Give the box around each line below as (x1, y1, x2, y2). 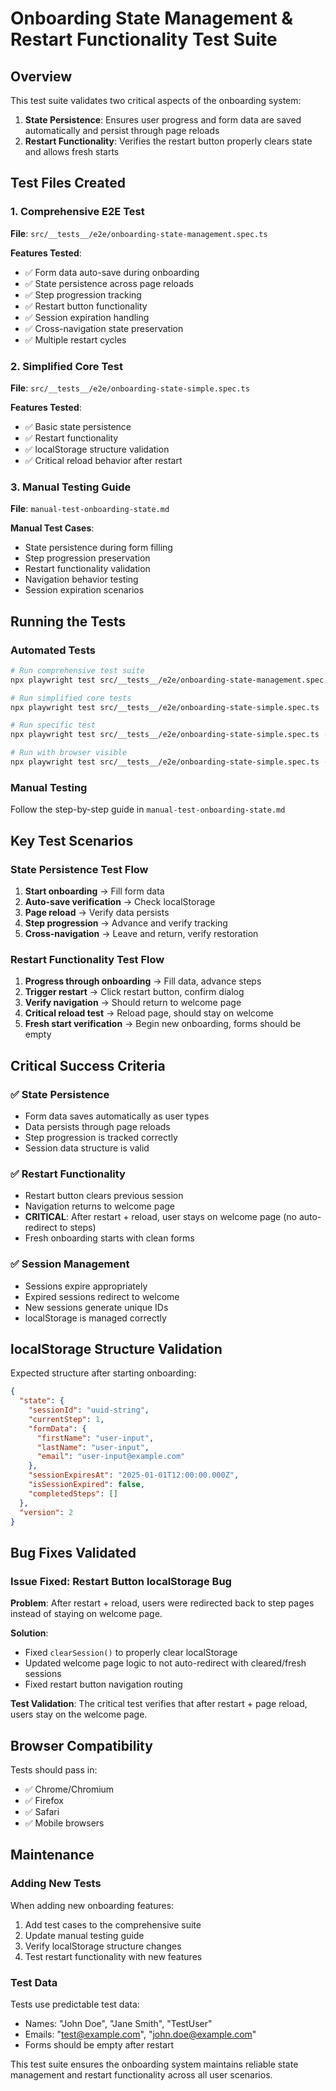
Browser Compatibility (10, 1737, 153, 1754)
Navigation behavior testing (24, 573, 139, 586)
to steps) (59, 1222, 97, 1234)
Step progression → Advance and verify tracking (24, 917, 228, 929)
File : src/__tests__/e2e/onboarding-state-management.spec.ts (10, 227, 268, 239)
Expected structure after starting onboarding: (10, 1367, 197, 1379)
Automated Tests (10, 643, 97, 657)
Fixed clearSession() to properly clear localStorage (24, 1647, 238, 1659)
